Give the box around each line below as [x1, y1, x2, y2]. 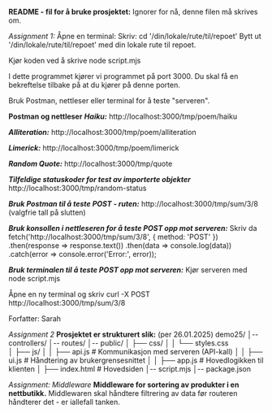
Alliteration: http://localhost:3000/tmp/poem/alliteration [8, 128, 196, 137]
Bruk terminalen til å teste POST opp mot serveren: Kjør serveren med [8, 265, 248, 275]
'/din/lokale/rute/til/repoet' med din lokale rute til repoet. [8, 40, 196, 50]
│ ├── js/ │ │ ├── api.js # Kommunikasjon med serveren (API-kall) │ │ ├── [8, 347, 263, 356]
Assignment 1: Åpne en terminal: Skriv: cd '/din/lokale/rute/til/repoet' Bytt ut [8, 32, 261, 41]
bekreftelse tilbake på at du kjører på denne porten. [8, 80, 181, 89]
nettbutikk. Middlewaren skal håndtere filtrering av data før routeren [8, 389, 238, 398]
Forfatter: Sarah [8, 314, 62, 324]
